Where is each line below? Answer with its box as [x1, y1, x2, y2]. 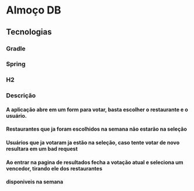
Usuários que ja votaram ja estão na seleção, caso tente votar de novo [6, 139, 180, 146]
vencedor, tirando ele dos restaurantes [6, 165, 103, 172]
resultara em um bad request [6, 145, 78, 152]
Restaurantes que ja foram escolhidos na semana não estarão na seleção [6, 125, 187, 132]
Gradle [6, 45, 26, 53]
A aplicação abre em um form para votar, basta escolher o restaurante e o [6, 106, 188, 113]
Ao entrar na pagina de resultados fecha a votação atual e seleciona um [6, 159, 183, 166]
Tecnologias [6, 27, 52, 37]
